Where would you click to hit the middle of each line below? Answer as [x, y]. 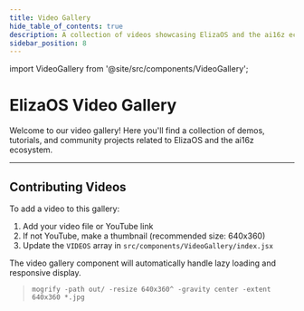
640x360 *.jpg [58, 297]
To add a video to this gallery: [65, 209]
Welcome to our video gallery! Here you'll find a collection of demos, [137, 131]
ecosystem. [31, 150]
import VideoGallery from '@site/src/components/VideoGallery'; [129, 69]
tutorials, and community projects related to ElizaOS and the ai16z [132, 141]
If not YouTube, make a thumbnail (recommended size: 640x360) [144, 236]
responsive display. [45, 272]
